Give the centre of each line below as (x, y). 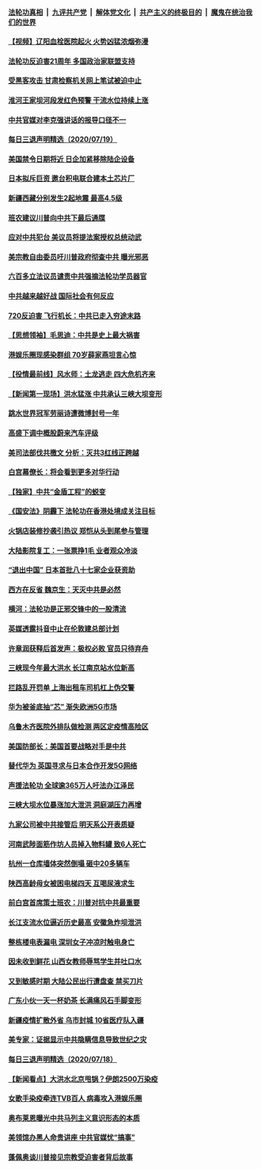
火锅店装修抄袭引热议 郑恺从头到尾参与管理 (78, 531)
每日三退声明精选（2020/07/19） (62, 139)
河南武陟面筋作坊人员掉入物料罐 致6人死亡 (77, 844)
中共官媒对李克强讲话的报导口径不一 (67, 119)
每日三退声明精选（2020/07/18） (62, 1059)
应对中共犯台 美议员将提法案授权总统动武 (75, 237)
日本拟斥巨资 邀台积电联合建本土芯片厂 (72, 179)
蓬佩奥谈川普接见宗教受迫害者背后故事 (70, 1157)
